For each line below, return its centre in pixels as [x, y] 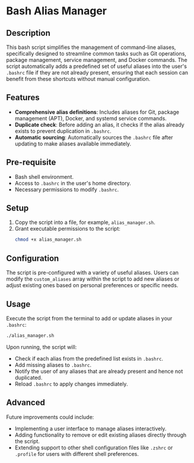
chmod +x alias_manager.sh [48, 240]
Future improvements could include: [50, 417]
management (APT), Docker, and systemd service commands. [91, 118]
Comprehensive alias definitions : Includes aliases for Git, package [97, 112]
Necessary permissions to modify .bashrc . [67, 189]
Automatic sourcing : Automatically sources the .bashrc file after [94, 137]
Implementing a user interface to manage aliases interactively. [90, 428]
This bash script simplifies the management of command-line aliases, [91, 47]
